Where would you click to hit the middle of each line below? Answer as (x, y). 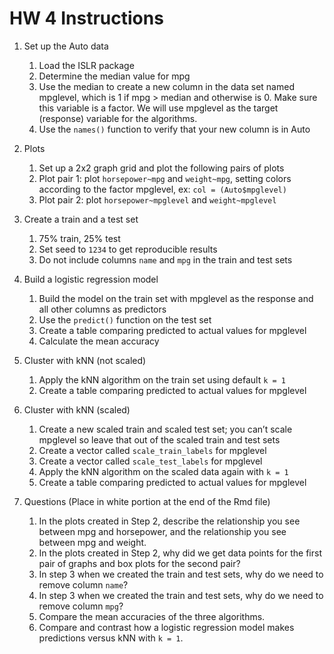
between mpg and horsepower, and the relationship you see (162, 531)
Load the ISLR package (86, 65)
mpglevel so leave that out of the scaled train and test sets (159, 439)
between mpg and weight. (92, 542)
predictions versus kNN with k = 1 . (111, 638)
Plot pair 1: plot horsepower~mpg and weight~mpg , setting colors (165, 178)
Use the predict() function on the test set (125, 319)
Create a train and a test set (81, 219)
